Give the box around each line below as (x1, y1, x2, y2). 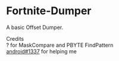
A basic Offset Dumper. (6, 24, 64, 31)
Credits (6, 35, 24, 42)
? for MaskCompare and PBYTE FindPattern (6, 41, 114, 49)
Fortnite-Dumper (6, 4, 92, 18)
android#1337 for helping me (6, 47, 77, 54)
